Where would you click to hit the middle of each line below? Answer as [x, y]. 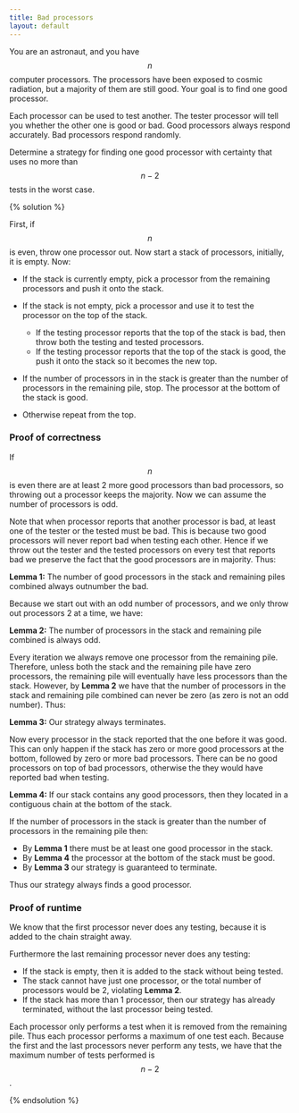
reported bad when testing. [59, 777]
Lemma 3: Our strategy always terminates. [88, 721]
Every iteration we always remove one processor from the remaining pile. [144, 657]
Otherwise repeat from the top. [79, 414]
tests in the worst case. [52, 190]
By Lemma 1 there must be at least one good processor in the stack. [148, 848]
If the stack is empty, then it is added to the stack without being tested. [153, 972]
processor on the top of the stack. [85, 315]
